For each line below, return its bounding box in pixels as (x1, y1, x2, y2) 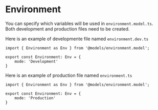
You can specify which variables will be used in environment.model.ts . (5, 20, 153, 26)
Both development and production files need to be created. (5, 25, 130, 32)
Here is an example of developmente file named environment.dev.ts (5, 36, 149, 42)
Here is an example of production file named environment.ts (5, 72, 132, 78)
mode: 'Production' (14, 95, 56, 100)
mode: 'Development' (14, 59, 58, 64)
